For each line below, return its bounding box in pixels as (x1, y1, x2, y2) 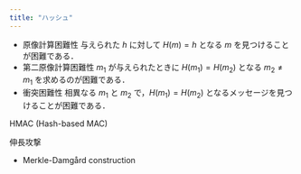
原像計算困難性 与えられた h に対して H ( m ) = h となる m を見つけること (22, 39, 289, 50)
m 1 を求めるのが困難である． (22, 74, 130, 87)
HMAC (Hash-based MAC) (9, 118, 108, 129)
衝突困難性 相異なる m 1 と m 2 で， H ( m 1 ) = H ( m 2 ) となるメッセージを (22, 87, 277, 100)
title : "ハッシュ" (9, 13, 74, 23)
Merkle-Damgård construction (22, 155, 136, 166)
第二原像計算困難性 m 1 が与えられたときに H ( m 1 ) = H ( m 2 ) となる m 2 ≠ (22, 61, 283, 75)
